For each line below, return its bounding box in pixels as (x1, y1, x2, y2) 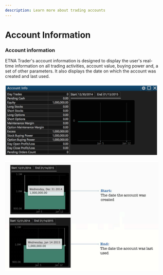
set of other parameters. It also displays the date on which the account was (5, 68, 157, 74)
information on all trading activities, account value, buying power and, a (15, 63, 159, 69)
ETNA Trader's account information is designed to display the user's (5, 58, 142, 64)
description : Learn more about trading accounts (5, 8, 106, 13)
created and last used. (5, 73, 50, 79)
